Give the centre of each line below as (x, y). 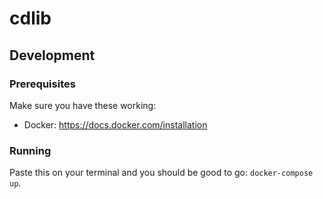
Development (52, 55)
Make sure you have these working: (83, 105)
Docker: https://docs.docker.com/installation (115, 124)
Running (30, 150)
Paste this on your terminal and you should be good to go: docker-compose (161, 173)
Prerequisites (42, 84)
